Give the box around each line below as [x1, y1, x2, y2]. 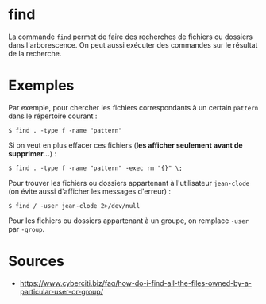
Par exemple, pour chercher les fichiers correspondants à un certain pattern [8, 102, 259, 112]
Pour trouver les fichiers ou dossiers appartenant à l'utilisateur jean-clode [8, 178, 250, 187]
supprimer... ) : [8, 148, 57, 158]
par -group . [8, 224, 45, 233]
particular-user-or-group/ [19, 287, 103, 296]
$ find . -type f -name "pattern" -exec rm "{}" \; [8, 164, 183, 172]
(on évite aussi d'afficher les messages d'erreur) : [8, 187, 172, 196]
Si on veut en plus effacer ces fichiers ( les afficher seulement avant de [8, 140, 244, 150]
